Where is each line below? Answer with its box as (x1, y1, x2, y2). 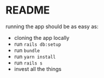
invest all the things (14, 65, 61, 72)
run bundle (14, 46, 40, 53)
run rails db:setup (14, 40, 61, 48)
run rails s (14, 59, 43, 66)
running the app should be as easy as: (5, 23, 99, 30)
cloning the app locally (14, 34, 70, 41)
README (5, 4, 50, 17)
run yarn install (14, 53, 56, 60)
